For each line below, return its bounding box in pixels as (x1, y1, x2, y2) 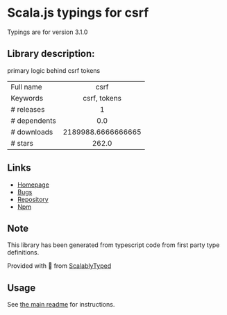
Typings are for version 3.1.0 (7, 28, 88, 36)
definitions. (7, 248, 40, 257)
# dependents (10, 116, 57, 126)
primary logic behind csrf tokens (7, 66, 101, 74)
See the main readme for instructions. (7, 300, 115, 309)
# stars (10, 138, 33, 148)
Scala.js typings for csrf (7, 5, 149, 21)
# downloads (10, 127, 53, 137)
